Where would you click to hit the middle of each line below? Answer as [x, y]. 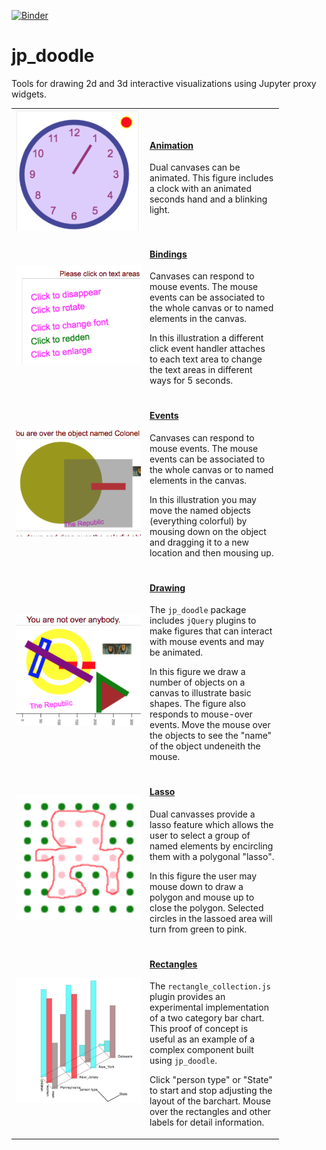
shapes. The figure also [197, 704]
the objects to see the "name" [211, 736]
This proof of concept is [199, 1029]
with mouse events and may [207, 642]
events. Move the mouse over [210, 725]
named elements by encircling [211, 846]
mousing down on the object [208, 531]
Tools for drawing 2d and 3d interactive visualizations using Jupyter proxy [164, 83]
